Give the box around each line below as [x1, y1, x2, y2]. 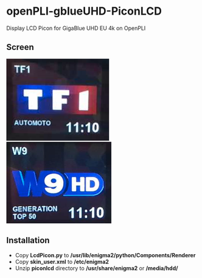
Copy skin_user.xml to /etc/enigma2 [15, 258, 110, 265]
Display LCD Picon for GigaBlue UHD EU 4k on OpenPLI [6, 24, 146, 32]
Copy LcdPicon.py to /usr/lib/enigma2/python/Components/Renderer [15, 251, 196, 258]
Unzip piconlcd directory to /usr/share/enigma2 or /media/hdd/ [15, 264, 178, 272]
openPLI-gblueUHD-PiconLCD [6, 4, 162, 18]
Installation [6, 235, 50, 246]
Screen [6, 42, 35, 52]
